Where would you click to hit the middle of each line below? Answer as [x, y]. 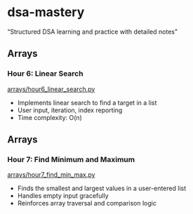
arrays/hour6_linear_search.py [51, 89]
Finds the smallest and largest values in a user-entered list [102, 188]
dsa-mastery [46, 12]
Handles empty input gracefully [63, 196]
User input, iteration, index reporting [70, 110]
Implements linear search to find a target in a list [87, 102]
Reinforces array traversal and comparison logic [87, 203]
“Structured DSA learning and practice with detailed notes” [92, 32]
